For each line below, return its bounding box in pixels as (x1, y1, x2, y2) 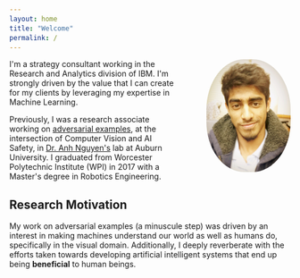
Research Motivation (9, 197, 128, 212)
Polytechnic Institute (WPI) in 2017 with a (9, 162, 160, 173)
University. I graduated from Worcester (9, 152, 153, 163)
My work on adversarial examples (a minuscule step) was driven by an (9, 221, 269, 232)
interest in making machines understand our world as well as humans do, (9, 231, 279, 241)
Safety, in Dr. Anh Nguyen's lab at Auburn (9, 143, 162, 154)
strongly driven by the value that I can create (9, 78, 174, 88)
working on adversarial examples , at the (9, 123, 156, 134)
